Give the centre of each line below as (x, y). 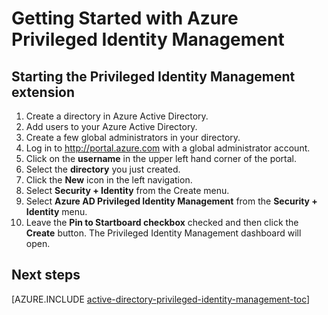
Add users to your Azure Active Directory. (111, 126)
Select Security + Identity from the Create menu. (127, 190)
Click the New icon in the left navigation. (109, 180)
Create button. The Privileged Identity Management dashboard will (163, 233)
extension (43, 92)
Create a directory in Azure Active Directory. (117, 116)
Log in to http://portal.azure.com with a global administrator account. (168, 148)
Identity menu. (56, 211)
